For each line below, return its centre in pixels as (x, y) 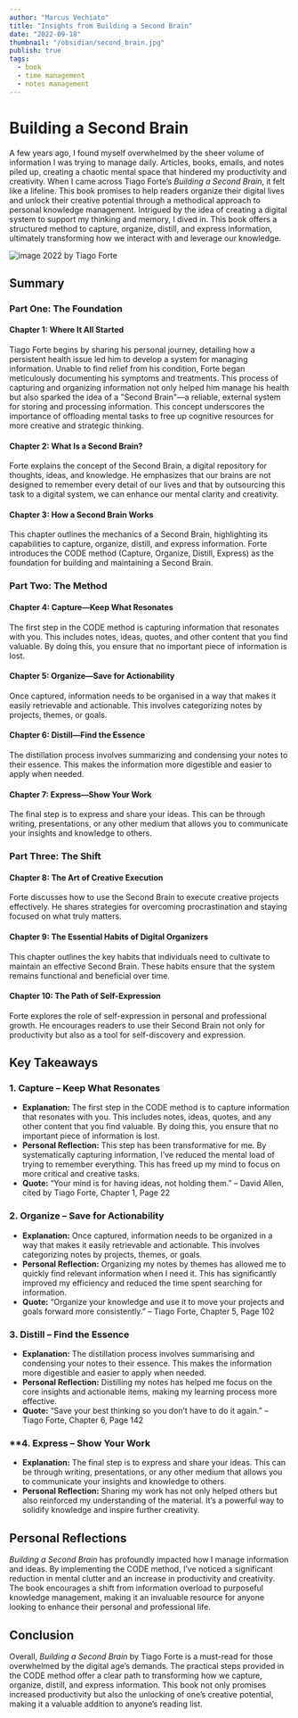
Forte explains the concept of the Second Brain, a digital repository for (138, 466)
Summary (37, 283)
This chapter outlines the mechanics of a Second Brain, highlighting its (139, 534)
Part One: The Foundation (66, 309)
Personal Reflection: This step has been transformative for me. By (144, 1145)
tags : (19, 59)
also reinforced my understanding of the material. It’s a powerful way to (153, 1500)
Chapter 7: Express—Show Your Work (81, 794)
